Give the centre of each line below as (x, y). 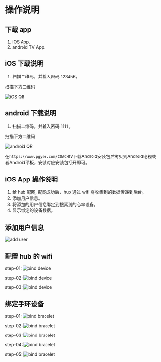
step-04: (14, 344)
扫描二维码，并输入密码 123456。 (46, 76)
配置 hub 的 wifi (29, 256)
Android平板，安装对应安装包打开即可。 (49, 162)
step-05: (14, 354)
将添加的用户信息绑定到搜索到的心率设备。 (55, 205)
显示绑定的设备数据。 (34, 210)
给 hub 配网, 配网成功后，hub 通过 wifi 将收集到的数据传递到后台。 (79, 192)
